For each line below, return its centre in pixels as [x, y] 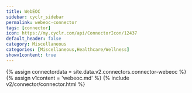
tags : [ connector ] [28, 28]
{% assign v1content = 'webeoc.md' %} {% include [68, 78]
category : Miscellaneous [36, 44]
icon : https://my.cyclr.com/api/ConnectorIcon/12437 [72, 33]
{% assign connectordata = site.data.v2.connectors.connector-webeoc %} [96, 71]
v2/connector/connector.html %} [46, 84]
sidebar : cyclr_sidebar [35, 17]
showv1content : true [31, 55]
